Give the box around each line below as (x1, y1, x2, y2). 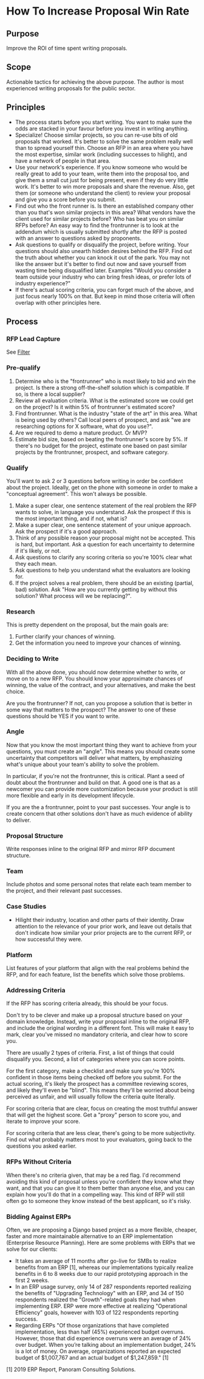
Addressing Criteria (6, 986, 66, 994)
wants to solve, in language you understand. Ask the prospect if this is (15, 508, 191, 515)
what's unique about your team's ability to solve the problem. (6, 761, 160, 768)
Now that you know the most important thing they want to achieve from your (6, 741, 197, 748)
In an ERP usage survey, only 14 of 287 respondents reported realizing (15, 1282, 191, 1290)
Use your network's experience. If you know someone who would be (15, 163, 188, 171)
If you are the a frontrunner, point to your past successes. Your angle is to (6, 803, 191, 811)
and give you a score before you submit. (15, 195, 117, 203)
